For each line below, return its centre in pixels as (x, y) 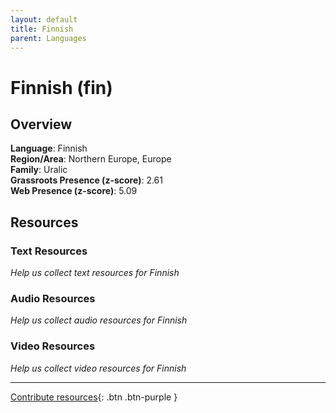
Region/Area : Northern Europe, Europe (91, 159)
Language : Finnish (49, 148)
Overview (41, 124)
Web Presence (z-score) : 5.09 (74, 191)
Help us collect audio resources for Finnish (99, 320)
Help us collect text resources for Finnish (95, 273)
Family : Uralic (39, 170)
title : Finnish (42, 29)
